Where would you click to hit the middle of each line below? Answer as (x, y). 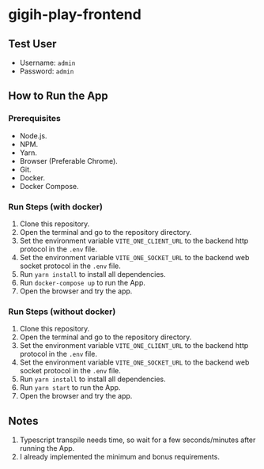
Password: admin (47, 71)
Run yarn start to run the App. (70, 388)
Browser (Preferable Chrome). (69, 161)
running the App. (47, 448)
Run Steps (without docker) (62, 312)
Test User (32, 44)
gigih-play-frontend (75, 15)
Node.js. (33, 135)
